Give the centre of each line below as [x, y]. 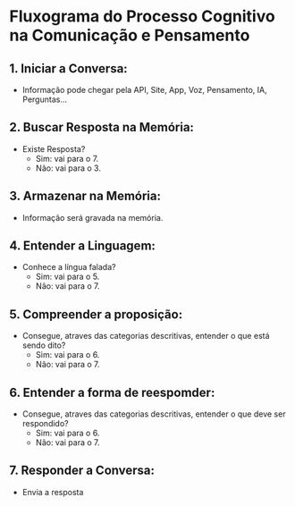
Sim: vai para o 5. [67, 277]
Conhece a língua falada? [69, 267]
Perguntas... [44, 99]
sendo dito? [44, 345]
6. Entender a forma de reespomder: [112, 392]
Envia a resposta [53, 492]
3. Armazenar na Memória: [85, 196]
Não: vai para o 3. [68, 168]
